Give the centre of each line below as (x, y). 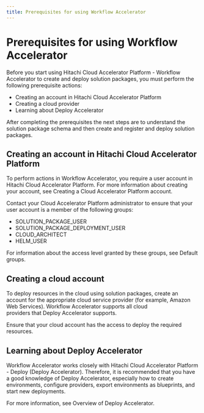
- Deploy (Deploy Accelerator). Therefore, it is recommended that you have (101, 372)
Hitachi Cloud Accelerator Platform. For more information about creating (97, 185)
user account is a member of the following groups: (70, 210)
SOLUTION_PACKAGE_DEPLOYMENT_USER (70, 228)
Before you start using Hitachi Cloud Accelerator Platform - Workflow (93, 72)
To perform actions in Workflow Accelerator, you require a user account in (100, 179)
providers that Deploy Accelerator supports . (62, 313)
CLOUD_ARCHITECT (41, 235)
